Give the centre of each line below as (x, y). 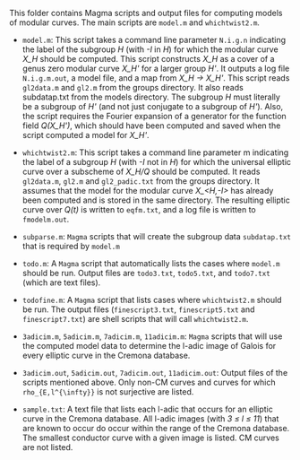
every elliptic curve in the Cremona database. (106, 355)
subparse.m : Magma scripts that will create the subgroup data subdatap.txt (156, 236)
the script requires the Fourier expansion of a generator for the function (154, 116)
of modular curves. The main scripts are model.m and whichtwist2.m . (134, 22)
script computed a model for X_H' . (86, 135)
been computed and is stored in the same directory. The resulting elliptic (156, 200)
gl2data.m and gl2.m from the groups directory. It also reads (133, 87)
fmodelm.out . (46, 219)
